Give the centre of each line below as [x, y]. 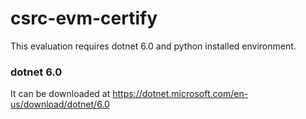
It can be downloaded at [60, 94]
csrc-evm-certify [84, 18]
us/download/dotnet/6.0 [60, 104]
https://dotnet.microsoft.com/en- [180, 94]
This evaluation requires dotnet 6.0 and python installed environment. [153, 46]
